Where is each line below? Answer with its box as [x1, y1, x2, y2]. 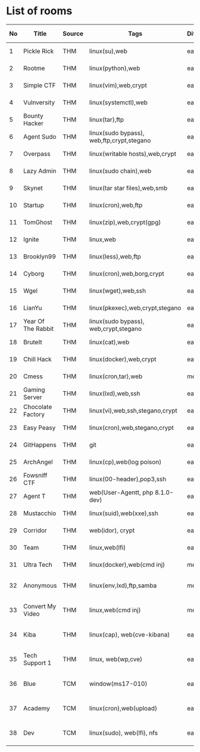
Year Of [23, 317, 45, 325]
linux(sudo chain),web [89, 167, 152, 175]
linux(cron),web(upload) [89, 704, 158, 712]
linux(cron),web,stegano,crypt [89, 423, 174, 432]
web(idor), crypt [89, 526, 135, 534]
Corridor [23, 526, 48, 534]
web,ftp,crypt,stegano [89, 136, 151, 144]
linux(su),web [89, 46, 128, 55]
